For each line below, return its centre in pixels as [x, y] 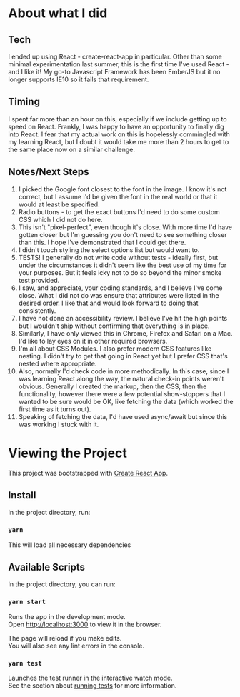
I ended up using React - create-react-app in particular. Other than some [115, 56]
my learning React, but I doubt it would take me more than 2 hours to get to [119, 141]
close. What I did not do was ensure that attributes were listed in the [119, 295]
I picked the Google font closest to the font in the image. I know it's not [122, 189]
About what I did [58, 13]
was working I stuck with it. [59, 424]
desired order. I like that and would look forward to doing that [108, 303]
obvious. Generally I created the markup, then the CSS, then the [112, 386]
